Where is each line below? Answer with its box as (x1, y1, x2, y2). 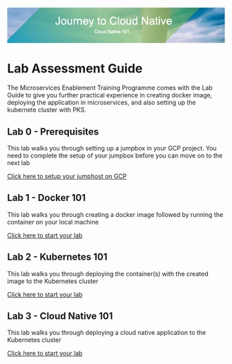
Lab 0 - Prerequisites (7, 126, 99, 137)
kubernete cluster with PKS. (7, 106, 86, 114)
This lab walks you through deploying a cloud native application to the (7, 329, 206, 337)
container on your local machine (7, 218, 99, 226)
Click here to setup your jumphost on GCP (7, 172, 127, 180)
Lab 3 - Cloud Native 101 (7, 310, 113, 322)
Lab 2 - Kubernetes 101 (7, 251, 108, 263)
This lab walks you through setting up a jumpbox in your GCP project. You (7, 144, 217, 153)
